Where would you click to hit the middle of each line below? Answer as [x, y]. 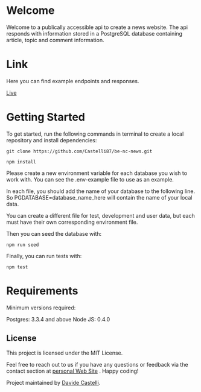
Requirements [42, 291]
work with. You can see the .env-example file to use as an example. [90, 179]
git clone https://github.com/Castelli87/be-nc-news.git [79, 151]
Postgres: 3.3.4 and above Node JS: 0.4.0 [58, 319]
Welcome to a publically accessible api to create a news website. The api [97, 27]
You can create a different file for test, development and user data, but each [101, 215]
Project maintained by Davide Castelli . [53, 382]
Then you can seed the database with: [54, 233]
